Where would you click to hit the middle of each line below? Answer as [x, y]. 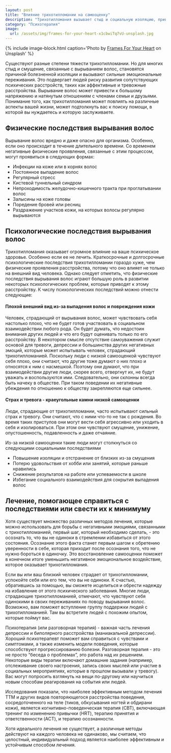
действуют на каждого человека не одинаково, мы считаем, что [76, 734]
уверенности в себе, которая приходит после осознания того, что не [81, 548]
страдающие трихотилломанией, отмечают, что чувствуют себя [76, 596]
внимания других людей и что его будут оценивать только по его [77, 334]
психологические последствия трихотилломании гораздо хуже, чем [80, 262]
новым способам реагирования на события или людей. [66, 682]
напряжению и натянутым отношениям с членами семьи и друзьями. [81, 96]
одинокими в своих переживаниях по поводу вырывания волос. [76, 601]
